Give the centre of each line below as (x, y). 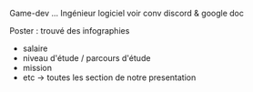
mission (37, 68)
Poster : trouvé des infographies (70, 31)
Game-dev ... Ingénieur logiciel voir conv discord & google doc (126, 13)
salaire (35, 48)
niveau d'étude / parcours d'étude (86, 58)
